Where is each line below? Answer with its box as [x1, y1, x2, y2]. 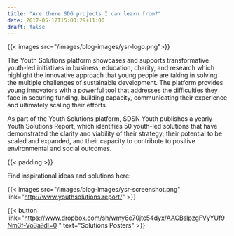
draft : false [7, 23, 46, 30]
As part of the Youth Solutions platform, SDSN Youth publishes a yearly [7, 114, 213, 123]
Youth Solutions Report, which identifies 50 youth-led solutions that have [7, 122, 218, 131]
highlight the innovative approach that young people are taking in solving [7, 71, 218, 79]
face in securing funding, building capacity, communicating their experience [7, 93, 228, 102]
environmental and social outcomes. [7, 145, 112, 153]
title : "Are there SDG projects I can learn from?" [7, 10, 161, 18]
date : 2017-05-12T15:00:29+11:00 [7, 17, 105, 24]
